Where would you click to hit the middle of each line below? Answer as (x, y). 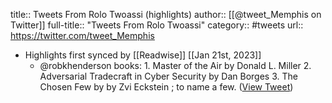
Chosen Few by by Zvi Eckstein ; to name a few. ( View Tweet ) (166, 87)
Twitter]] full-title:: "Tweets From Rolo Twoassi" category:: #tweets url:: (157, 25)
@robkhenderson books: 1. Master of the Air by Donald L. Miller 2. (175, 65)
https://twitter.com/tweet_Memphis (82, 35)
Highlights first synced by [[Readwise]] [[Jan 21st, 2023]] (143, 55)
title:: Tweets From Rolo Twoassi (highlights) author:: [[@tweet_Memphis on (166, 14)
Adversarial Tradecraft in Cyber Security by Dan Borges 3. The (168, 76)
